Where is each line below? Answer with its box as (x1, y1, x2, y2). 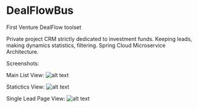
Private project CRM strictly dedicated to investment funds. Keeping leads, (6, 35, 193, 42)
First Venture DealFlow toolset (6, 24, 82, 31)
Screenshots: (6, 60, 39, 67)
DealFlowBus (6, 4, 74, 17)
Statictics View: (6, 83, 45, 91)
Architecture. (6, 48, 39, 55)
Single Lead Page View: (6, 95, 65, 102)
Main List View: (6, 71, 44, 78)
